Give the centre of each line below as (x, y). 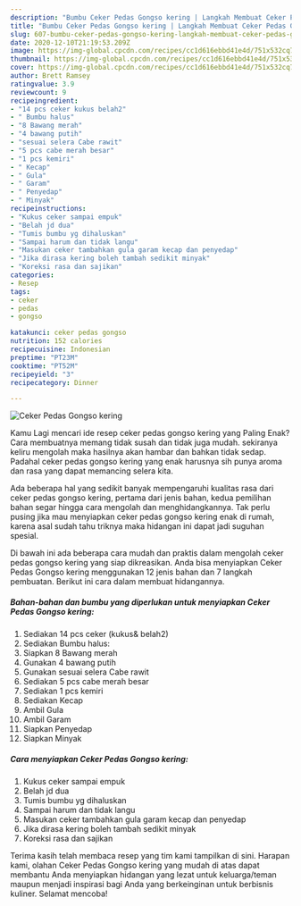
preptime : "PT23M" (44, 357)
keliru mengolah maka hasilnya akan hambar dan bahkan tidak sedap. (138, 452)
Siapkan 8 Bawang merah (70, 653)
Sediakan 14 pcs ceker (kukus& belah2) (96, 634)
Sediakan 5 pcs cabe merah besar (86, 682)
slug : (20, 34)
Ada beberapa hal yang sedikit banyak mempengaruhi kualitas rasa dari (142, 489)
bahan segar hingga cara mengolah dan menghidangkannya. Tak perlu (140, 508)
